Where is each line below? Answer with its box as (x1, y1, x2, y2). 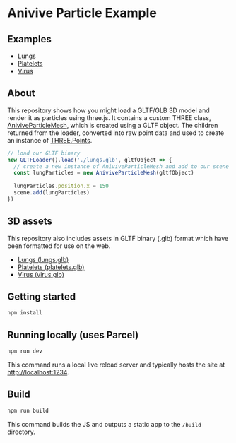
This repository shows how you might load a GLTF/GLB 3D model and (7, 106, 210, 114)
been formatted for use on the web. (7, 242, 111, 250)
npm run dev (7, 348, 42, 355)
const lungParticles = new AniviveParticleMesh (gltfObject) (13, 170, 194, 177)
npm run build (7, 407, 49, 414)
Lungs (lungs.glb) (17, 255, 69, 264)
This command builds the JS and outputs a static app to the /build (7, 420, 201, 428)
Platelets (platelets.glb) (17, 263, 85, 271)
